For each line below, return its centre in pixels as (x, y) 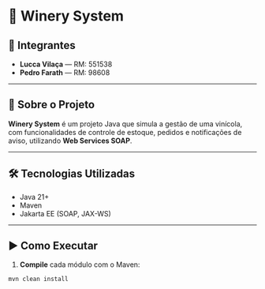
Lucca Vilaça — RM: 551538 (66, 64)
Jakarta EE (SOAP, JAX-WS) (65, 213)
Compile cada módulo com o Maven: (80, 265)
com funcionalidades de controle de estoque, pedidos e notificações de (125, 132)
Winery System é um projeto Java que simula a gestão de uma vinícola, (125, 124)
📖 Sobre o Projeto (52, 105)
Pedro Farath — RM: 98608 (65, 73)
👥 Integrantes (42, 45)
